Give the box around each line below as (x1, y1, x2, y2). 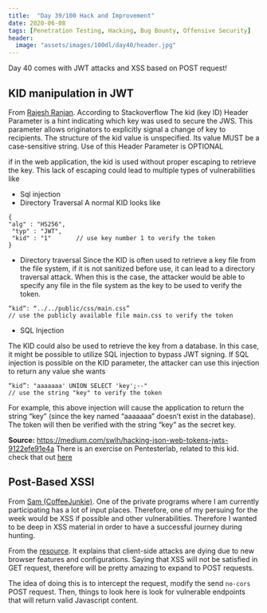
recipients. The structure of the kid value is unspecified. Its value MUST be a (8, 132, 260, 142)
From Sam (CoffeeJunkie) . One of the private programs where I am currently (8, 496, 260, 506)
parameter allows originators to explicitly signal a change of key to (8, 125, 226, 134)
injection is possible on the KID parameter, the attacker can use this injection (8, 358, 260, 367)
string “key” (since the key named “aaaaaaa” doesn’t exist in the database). (8, 411, 256, 421)
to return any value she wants (8, 366, 106, 376)
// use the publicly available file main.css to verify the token (8, 311, 234, 319)
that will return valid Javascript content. (8, 595, 139, 605)
